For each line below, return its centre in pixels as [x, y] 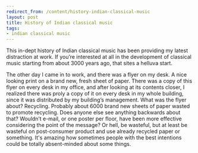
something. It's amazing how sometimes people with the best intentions [94, 138]
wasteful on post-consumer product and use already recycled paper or [93, 132]
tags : [13, 28]
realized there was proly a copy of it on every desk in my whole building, [95, 94]
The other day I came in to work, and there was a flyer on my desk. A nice [97, 75]
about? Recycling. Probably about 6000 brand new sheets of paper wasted [98, 106]
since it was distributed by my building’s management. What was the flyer [96, 100]
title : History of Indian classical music [59, 23]
